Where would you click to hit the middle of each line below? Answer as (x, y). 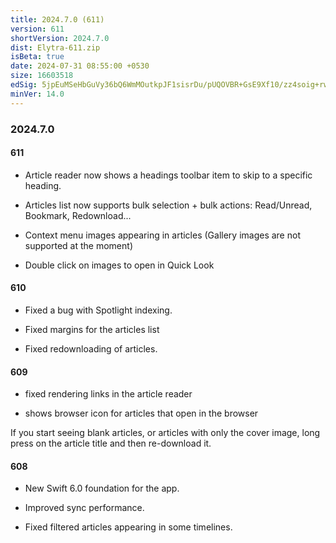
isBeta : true (37, 57)
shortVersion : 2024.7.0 (60, 38)
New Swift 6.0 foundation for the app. (102, 488)
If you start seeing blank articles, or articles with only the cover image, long (165, 433)
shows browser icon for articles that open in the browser (141, 413)
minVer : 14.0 (37, 94)
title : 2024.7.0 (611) (57, 19)
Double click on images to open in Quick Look (119, 265)
